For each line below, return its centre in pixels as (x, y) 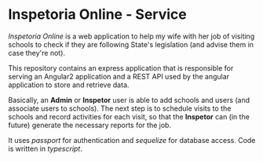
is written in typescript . (45, 148)
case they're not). (37, 53)
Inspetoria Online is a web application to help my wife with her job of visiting (131, 36)
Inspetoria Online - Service (97, 15)
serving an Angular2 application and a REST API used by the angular (119, 76)
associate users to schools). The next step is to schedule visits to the (120, 108)
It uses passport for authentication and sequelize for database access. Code (132, 140)
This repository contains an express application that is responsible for (121, 68)
